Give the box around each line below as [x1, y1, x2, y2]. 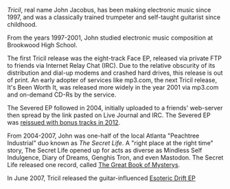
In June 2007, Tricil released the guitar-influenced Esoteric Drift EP [7, 174, 196, 182]
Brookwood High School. [7, 41, 78, 49]
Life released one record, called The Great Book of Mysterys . [7, 161, 181, 168]
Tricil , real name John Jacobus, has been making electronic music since [7, 6, 211, 14]
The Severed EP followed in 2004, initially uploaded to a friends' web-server [7, 104, 223, 112]
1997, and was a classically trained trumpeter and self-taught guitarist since [7, 13, 221, 21]
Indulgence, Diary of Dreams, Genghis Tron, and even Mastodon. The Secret [7, 153, 224, 162]
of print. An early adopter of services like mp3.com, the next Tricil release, [7, 76, 218, 84]
